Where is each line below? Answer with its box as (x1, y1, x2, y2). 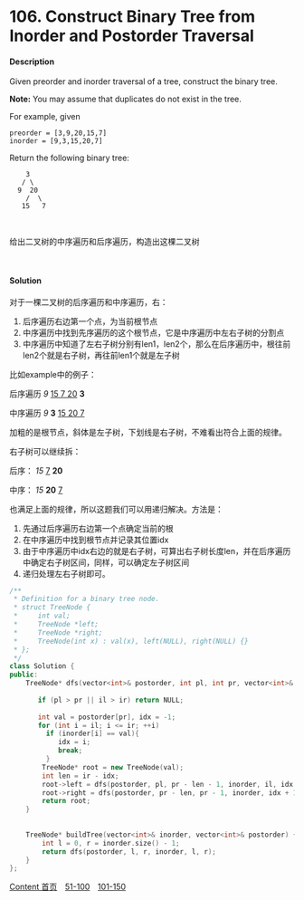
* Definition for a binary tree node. (13, 595, 160, 604)
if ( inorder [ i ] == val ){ (45, 729, 140, 739)
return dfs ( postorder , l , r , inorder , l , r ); (42, 847, 217, 857)
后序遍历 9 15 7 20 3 (9, 388, 85, 399)
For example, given (9, 111, 81, 122)
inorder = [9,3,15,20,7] (9, 137, 103, 146)
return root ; (42, 797, 91, 806)
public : (9, 670, 39, 680)
